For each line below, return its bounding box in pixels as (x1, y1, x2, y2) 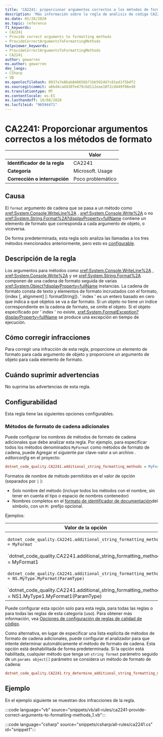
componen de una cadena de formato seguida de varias (5, 278, 117, 283)
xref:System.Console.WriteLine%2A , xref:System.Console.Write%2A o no (5, 210, 153, 216)
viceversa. (5, 225, 26, 232)
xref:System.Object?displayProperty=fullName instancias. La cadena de (5, 283, 149, 289)
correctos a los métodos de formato (5, 134, 152, 145)
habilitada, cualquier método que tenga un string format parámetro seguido (5, 651, 158, 657)
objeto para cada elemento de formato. (5, 357, 83, 362)
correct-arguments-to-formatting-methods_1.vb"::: (5, 712, 106, 717)
